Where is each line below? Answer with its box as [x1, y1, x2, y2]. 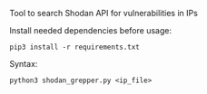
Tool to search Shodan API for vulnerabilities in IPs [9, 8, 198, 18]
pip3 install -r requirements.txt [9, 42, 141, 52]
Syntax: [9, 59, 38, 69]
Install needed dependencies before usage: [9, 25, 172, 35]
